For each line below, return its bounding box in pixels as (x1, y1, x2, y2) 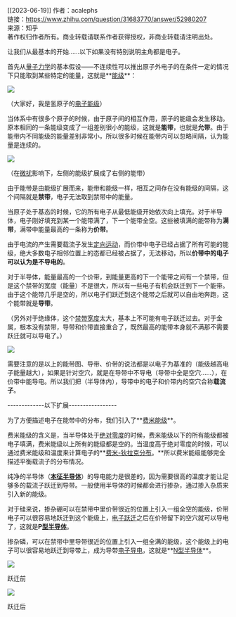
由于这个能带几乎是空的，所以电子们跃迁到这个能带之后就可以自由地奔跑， (7, 291, 223, 298)
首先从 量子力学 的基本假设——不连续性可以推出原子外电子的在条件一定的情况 (7, 63, 229, 70)
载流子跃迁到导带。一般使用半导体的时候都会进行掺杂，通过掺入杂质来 (25, 481, 229, 489)
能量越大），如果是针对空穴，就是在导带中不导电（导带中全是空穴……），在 (13, 369, 228, 376)
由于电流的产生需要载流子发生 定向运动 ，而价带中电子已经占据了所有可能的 (7, 240, 223, 248)
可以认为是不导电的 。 (7, 257, 69, 266)
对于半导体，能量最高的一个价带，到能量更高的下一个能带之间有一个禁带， (7, 273, 223, 281)
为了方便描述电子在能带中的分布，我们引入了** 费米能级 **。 (7, 416, 181, 424)
